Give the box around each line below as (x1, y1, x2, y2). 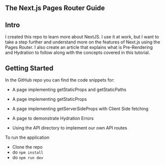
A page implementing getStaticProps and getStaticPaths (12, 86, 127, 93)
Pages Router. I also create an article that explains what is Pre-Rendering (5, 44, 153, 50)
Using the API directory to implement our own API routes (12, 125, 127, 131)
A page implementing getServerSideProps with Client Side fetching (12, 106, 149, 112)
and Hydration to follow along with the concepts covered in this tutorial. (5, 49, 150, 56)
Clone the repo (12, 144, 43, 150)
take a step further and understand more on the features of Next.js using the (5, 39, 161, 45)
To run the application (5, 134, 50, 140)
